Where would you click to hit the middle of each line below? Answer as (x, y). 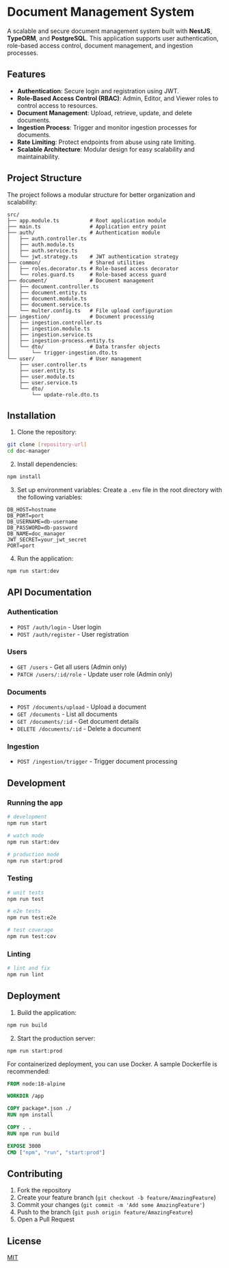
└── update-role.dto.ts (65, 395)
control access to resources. (57, 105)
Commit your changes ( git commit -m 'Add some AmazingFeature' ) (111, 1205)
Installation (31, 415)
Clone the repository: (47, 432)
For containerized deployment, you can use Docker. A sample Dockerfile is (112, 1064)
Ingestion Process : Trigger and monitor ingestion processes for (107, 127)
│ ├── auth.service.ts (42, 250)
